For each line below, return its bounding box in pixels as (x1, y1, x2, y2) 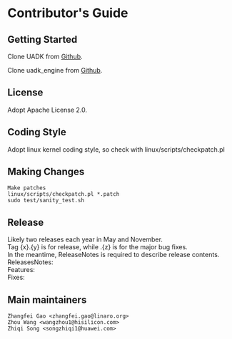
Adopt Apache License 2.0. (7, 105, 88, 114)
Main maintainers (7, 293, 87, 306)
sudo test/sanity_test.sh (7, 197, 84, 204)
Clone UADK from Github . (7, 52, 84, 61)
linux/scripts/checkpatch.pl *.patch (7, 191, 120, 198)
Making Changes (7, 166, 85, 178)
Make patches (7, 184, 46, 192)
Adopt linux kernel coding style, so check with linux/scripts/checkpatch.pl (7, 145, 225, 154)
